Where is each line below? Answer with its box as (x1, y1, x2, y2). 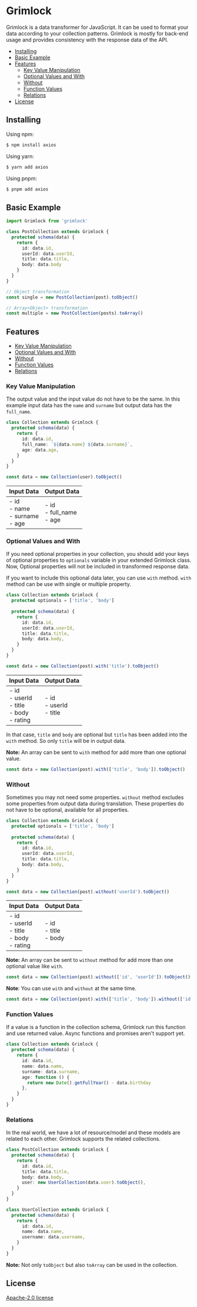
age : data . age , (21, 447, 59, 453)
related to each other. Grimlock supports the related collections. (6, 1135, 161, 1142)
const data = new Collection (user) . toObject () (6, 474, 122, 480)
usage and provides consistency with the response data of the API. (6, 36, 169, 43)
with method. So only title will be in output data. (6, 737, 126, 744)
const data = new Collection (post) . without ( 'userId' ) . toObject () (6, 889, 169, 895)
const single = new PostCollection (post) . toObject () (6, 294, 138, 300)
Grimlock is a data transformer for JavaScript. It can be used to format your (6, 24, 189, 31)
